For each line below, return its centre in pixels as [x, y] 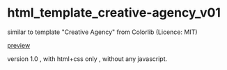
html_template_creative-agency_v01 [114, 13]
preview [19, 45]
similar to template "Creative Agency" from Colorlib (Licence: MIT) [102, 32]
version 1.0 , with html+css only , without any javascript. [87, 59]
